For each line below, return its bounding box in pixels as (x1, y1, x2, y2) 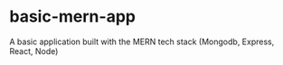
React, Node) (9, 45, 59, 56)
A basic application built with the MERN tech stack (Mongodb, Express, (9, 36, 275, 47)
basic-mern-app (9, 6, 136, 27)
